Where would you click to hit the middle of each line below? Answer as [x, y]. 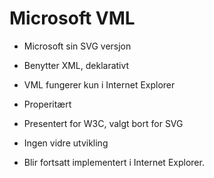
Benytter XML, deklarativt [76, 65]
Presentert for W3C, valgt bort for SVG [103, 123]
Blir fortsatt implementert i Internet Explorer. [114, 162]
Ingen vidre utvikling [66, 143]
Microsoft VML [72, 18]
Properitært [47, 104]
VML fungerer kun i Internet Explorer [99, 84]
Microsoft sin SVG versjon [77, 46]
